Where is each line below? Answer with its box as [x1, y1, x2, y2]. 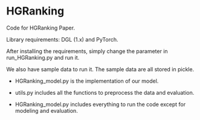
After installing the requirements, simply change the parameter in [6, 47, 168, 55]
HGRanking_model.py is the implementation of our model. [15, 77, 159, 84]
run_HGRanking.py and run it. [6, 54, 80, 61]
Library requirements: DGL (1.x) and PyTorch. [6, 36, 119, 43]
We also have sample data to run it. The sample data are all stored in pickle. [6, 65, 195, 73]
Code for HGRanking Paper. [6, 24, 76, 31]
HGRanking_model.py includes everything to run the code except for [15, 101, 186, 108]
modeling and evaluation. [15, 107, 79, 114]
